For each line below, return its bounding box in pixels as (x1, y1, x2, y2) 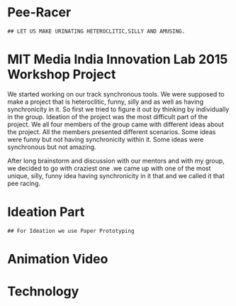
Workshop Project (7, 67, 116, 82)
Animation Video (7, 251, 108, 267)
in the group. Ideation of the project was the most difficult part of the (7, 112, 208, 121)
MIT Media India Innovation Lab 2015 (7, 51, 228, 67)
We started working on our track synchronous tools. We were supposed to (7, 89, 225, 98)
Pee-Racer (7, 4, 72, 21)
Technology (7, 283, 79, 300)
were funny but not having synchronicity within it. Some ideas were (7, 135, 204, 143)
